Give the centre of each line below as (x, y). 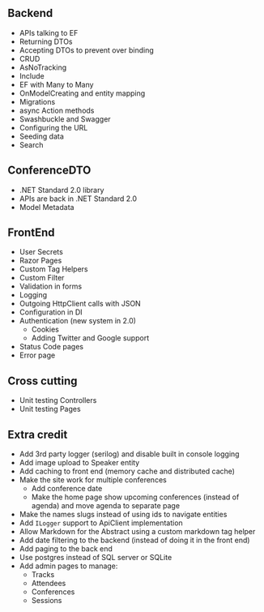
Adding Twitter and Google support (90, 338)
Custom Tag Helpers (53, 269)
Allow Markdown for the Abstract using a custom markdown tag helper (137, 532)
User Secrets (41, 252)
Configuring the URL (53, 127)
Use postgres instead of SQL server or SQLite (96, 558)
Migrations (37, 101)
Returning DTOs (46, 41)
